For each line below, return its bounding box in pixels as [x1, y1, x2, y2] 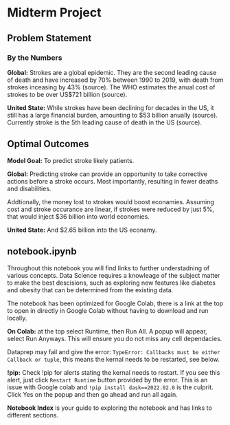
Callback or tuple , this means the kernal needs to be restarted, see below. [7, 355, 220, 363]
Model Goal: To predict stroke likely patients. [7, 156, 135, 164]
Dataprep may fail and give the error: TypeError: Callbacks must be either [7, 347, 221, 356]
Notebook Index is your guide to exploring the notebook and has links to [7, 404, 213, 412]
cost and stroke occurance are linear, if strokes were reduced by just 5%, [7, 205, 215, 213]
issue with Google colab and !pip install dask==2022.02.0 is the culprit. [7, 383, 214, 391]
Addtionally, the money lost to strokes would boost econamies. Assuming [7, 197, 215, 206]
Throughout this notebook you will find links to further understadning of [7, 263, 210, 272]
